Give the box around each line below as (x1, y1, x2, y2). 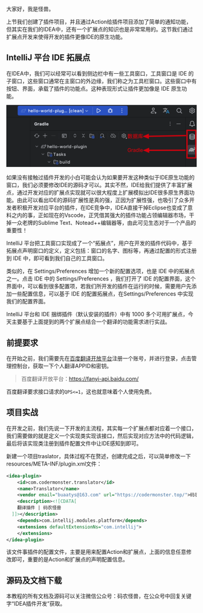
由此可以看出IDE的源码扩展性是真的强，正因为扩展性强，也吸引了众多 (16, 196, 190, 204)
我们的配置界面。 (6, 298, 49, 305)
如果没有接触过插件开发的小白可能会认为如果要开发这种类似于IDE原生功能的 (6, 174, 195, 181)
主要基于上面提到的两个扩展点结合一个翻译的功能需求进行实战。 (11, 318, 170, 325)
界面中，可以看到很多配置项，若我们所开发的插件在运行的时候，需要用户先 (6, 283, 192, 290)
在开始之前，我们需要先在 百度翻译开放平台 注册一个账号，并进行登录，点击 (6, 355, 192, 362)
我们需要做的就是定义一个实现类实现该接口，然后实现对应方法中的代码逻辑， (6, 432, 197, 439)
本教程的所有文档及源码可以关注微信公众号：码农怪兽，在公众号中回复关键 (6, 592, 192, 600)
